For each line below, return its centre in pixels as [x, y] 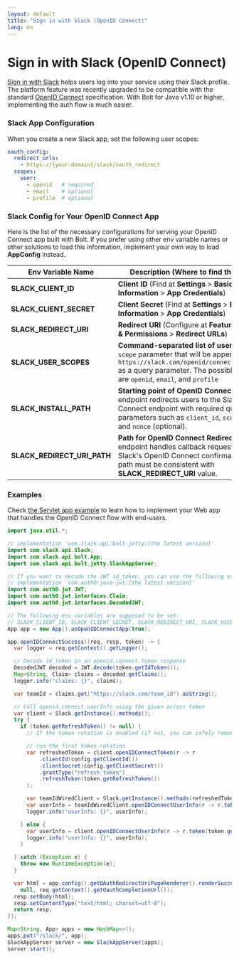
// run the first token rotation [76, 746]
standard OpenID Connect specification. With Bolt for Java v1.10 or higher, [116, 97]
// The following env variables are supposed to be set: [94, 615]
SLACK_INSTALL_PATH [51, 408]
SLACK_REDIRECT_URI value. [168, 473]
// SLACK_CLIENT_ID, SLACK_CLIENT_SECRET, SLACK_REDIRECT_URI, [103, 622]
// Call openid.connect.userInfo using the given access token [109, 706]
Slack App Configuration [51, 123]
